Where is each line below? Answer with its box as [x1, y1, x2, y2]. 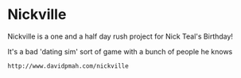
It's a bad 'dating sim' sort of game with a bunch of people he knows [7, 46, 233, 56]
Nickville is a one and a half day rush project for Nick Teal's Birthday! [7, 32, 234, 41]
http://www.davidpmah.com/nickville [7, 61, 129, 70]
